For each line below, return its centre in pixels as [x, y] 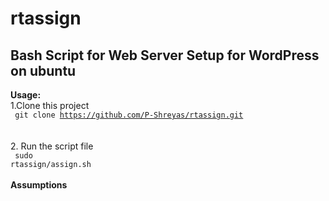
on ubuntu [43, 70]
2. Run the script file [52, 146]
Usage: [26, 95]
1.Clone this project [50, 105]
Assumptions [39, 185]
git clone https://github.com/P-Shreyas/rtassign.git [129, 115]
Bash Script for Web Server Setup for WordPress [165, 55]
